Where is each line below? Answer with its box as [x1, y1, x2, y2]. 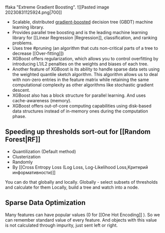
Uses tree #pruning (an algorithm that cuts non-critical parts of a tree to [12, 45, 159, 51]
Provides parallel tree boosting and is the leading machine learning [12, 30, 148, 35]
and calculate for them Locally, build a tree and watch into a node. [5, 184, 139, 190]
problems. [12, 40, 33, 46]
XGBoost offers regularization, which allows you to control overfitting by [12, 56, 159, 61]
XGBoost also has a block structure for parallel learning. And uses [12, 92, 146, 98]
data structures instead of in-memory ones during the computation [12, 108, 148, 114]
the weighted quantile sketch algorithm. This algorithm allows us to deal [12, 72, 158, 77]
